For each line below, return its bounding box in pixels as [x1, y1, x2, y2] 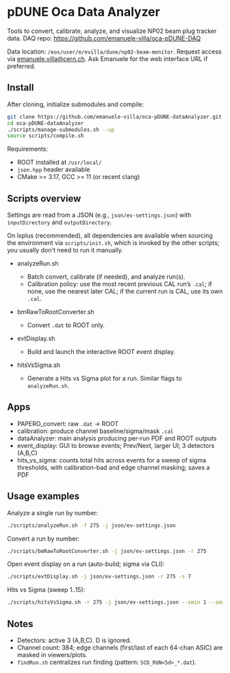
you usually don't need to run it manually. [7, 246, 123, 255]
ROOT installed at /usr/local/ [16, 158, 102, 167]
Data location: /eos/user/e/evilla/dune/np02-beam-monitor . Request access [7, 47, 222, 56]
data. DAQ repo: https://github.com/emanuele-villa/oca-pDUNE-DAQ [7, 34, 201, 42]
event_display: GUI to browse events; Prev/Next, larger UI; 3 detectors [16, 441, 215, 449]
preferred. [7, 62, 36, 70]
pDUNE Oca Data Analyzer [7, 4, 161, 20]
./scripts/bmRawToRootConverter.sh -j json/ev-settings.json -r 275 [7, 547, 207, 554]
